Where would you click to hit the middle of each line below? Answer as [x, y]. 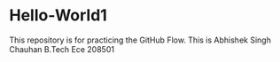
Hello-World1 [58, 15]
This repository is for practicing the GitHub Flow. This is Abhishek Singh [140, 40]
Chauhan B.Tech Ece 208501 [62, 49]
